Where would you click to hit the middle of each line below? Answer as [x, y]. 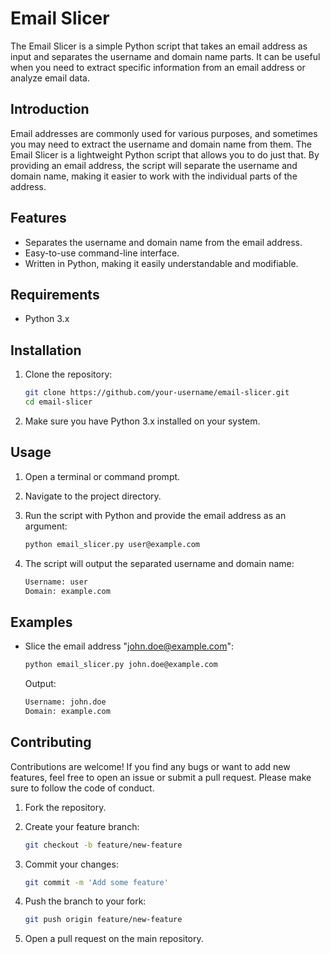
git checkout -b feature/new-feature [103, 845]
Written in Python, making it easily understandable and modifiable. [161, 263]
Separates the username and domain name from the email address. [163, 242]
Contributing [51, 742]
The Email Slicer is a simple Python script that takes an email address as [159, 46]
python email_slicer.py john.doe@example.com [121, 665]
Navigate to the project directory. [93, 496]
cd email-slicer [58, 402]
